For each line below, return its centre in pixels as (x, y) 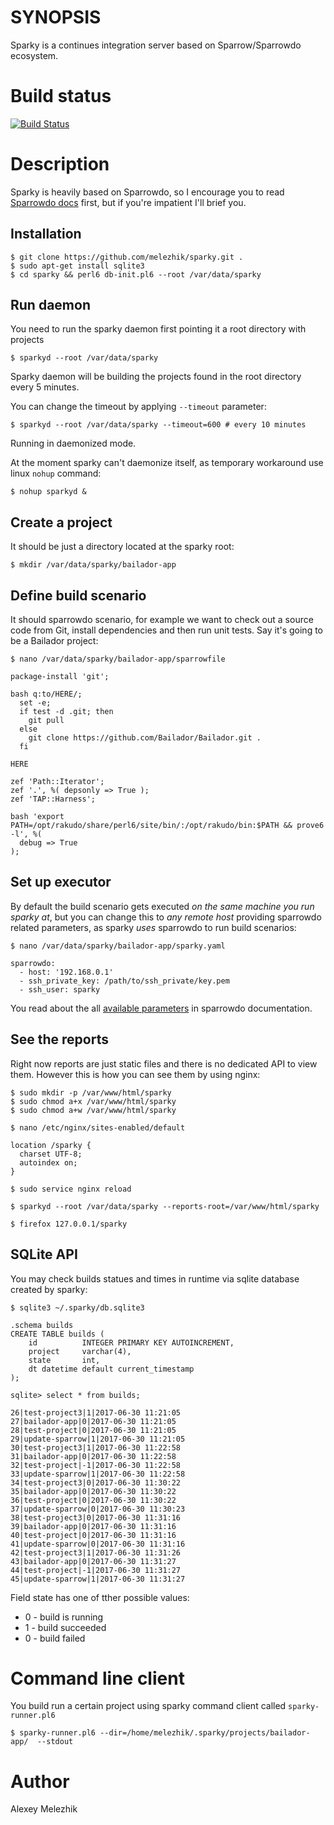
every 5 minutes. (45, 387)
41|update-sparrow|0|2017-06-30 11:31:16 (98, 1544)
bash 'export (37, 817)
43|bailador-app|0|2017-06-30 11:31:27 (93, 1561)
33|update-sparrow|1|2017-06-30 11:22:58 (98, 1474)
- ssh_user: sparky (60, 989)
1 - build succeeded (65, 1627)
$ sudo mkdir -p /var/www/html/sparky (91, 1092)
